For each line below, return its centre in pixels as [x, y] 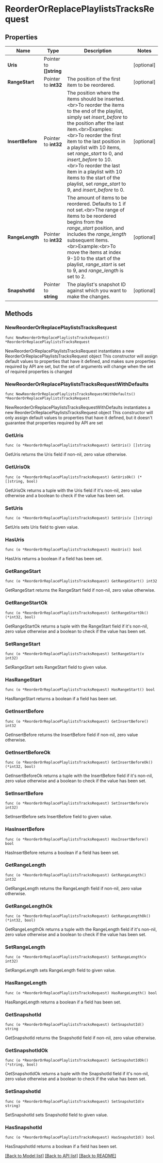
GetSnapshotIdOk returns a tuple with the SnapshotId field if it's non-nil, [77, 1074]
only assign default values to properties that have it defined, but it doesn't [79, 418]
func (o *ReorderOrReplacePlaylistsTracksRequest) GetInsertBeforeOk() [79, 762]
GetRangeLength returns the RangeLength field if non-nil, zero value [73, 888]
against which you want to [97, 291]
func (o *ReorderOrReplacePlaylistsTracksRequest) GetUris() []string [78, 445]
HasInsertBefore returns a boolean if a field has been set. [62, 853]
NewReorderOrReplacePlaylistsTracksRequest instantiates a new [70, 351]
